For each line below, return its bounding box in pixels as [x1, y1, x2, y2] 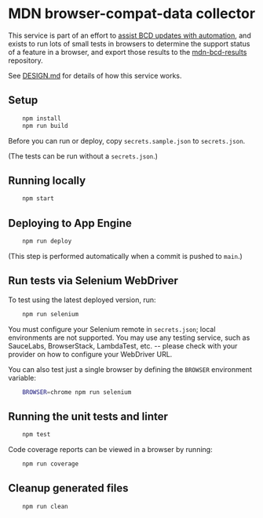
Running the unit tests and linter [8, 410, 169, 423]
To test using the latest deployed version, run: [8, 295, 156, 305]
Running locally [8, 173, 86, 187]
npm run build [22, 122, 68, 129]
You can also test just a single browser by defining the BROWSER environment [8, 364, 253, 374]
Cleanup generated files [8, 482, 129, 495]
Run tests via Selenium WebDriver [8, 274, 179, 287]
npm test [22, 431, 51, 439]
